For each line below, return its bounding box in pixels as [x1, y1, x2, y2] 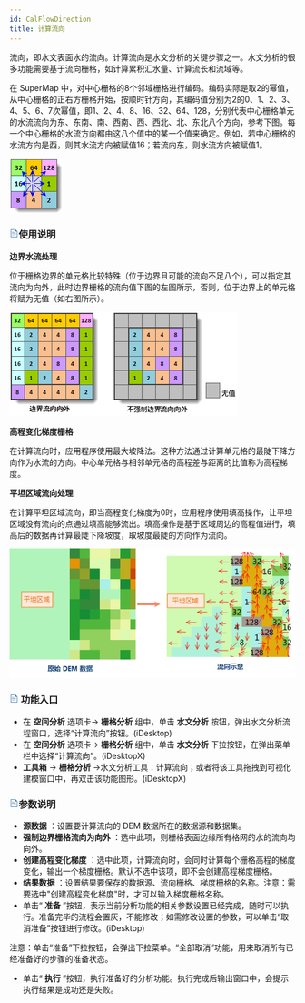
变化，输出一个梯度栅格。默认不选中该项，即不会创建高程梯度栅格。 [22, 866, 278, 877]
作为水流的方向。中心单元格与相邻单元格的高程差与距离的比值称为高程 [16, 456, 280, 468]
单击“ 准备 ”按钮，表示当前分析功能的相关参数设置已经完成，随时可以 [22, 900, 281, 911]
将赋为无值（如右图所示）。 [9, 292, 109, 304]
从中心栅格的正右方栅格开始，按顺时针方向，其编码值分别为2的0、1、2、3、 [9, 94, 295, 105]
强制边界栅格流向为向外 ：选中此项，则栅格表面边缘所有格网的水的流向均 [22, 832, 296, 843]
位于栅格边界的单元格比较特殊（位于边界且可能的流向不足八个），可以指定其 [9, 269, 292, 281]
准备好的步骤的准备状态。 [16, 954, 113, 965]
